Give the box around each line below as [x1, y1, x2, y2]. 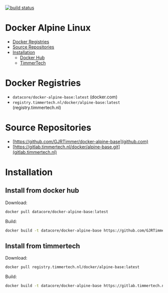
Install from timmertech [5, 242, 80, 250]
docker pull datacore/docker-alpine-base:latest [5, 209, 108, 214]
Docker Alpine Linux [5, 22, 91, 33]
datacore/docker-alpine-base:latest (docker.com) [12, 94, 117, 100]
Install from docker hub [5, 186, 79, 195]
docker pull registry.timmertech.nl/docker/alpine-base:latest [5, 265, 140, 270]
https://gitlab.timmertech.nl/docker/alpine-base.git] [14, 144, 120, 150]
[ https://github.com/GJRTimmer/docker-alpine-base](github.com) [12, 138, 148, 144]
